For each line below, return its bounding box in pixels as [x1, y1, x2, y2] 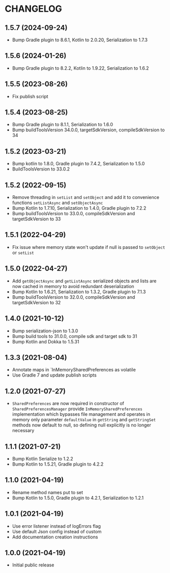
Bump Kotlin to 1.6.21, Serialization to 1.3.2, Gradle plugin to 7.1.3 [12, 289, 146, 295]
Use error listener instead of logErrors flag [12, 523, 101, 529]
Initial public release [12, 562, 54, 568]
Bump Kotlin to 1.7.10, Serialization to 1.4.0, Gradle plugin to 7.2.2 [12, 205, 147, 211]
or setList [12, 249, 34, 255]
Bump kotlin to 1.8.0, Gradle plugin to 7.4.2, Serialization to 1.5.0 [12, 161, 145, 167]
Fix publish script [12, 93, 49, 99]
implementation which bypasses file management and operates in [12, 411, 151, 417]
